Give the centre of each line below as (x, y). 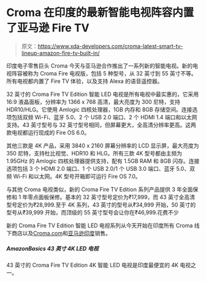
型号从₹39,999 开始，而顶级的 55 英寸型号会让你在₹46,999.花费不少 (93, 212)
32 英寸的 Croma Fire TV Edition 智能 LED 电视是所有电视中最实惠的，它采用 (103, 94)
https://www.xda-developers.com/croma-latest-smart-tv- (110, 46)
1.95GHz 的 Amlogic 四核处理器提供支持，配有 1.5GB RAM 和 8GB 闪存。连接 (103, 161)
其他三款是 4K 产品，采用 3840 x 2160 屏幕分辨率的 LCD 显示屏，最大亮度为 (103, 146)
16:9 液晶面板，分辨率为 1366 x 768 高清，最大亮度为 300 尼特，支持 (93, 101)
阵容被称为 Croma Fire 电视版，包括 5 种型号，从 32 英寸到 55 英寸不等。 (104, 73)
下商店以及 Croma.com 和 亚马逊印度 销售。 (59, 233)
